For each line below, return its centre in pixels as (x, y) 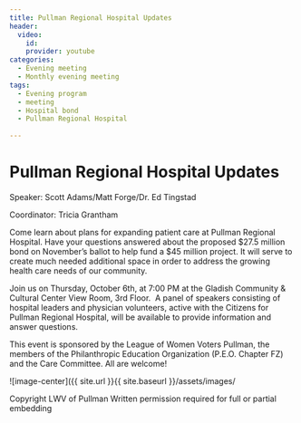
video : (30, 34)
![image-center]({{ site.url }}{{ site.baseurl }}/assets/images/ (122, 380)
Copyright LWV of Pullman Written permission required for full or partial (143, 399)
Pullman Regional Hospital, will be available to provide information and (141, 317)
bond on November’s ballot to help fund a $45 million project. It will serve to (151, 251)
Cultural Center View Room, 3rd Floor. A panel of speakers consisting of (145, 298)
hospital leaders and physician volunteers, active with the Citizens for (139, 307)
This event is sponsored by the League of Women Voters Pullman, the (140, 344)
